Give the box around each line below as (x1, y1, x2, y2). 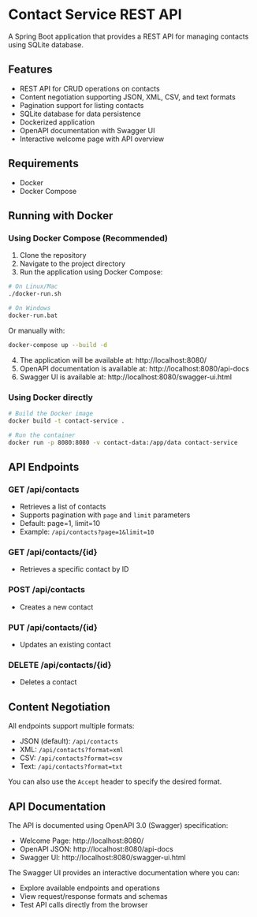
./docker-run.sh (8, 290, 61, 298)
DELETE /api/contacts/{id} (8, 659, 112, 670)
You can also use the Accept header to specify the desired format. (8, 777, 222, 786)
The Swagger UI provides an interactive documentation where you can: (8, 867, 240, 877)
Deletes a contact (19, 677, 77, 687)
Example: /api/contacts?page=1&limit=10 (19, 527, 155, 537)
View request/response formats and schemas (19, 891, 168, 900)
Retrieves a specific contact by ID (19, 565, 129, 574)
